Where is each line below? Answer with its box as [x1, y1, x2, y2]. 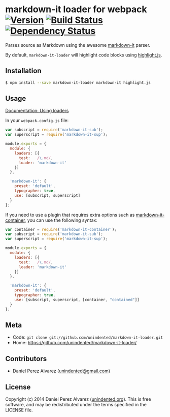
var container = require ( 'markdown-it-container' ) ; [5, 227, 117, 232]
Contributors [5, 354, 47, 363]
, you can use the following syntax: [24, 217, 97, 223]
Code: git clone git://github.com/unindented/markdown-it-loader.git [12, 334, 163, 340]
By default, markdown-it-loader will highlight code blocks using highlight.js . [5, 52, 162, 58]
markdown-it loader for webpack [5, 4, 147, 15]
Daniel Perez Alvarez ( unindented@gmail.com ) [12, 368, 111, 374]
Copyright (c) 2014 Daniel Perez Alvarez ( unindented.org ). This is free [5, 396, 151, 402]
